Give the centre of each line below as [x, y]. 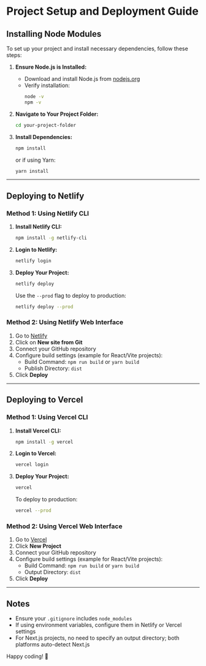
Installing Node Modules [54, 34]
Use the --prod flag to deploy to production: [71, 295]
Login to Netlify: [36, 249]
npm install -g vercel [44, 442]
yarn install [32, 171]
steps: [14, 55]
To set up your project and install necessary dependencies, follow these [97, 48]
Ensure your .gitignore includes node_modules [74, 619]
